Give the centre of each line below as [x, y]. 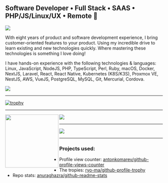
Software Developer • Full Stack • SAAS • [70, 8]
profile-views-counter [82, 165]
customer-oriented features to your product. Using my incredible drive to [80, 42]
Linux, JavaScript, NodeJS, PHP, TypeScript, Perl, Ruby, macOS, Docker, [80, 68]
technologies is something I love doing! [45, 53]
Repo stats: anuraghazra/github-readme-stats [60, 175]
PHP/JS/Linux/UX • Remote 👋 [51, 16]
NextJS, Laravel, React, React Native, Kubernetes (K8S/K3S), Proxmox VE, [82, 73]
